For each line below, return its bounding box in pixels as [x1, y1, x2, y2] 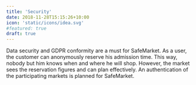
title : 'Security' [6, 8, 52, 15]
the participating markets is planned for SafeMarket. [6, 73, 134, 80]
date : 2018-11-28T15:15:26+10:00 [6, 14, 90, 20]
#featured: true [6, 25, 47, 32]
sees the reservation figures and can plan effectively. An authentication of [6, 66, 188, 73]
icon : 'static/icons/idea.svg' [6, 20, 84, 26]
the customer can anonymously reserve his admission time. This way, [6, 53, 177, 61]
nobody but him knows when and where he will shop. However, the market [6, 60, 190, 67]
